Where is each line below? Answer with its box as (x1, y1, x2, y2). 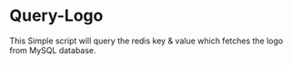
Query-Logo (9, 5, 104, 26)
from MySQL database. (9, 44, 97, 55)
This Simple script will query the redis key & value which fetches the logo (9, 35, 284, 46)
